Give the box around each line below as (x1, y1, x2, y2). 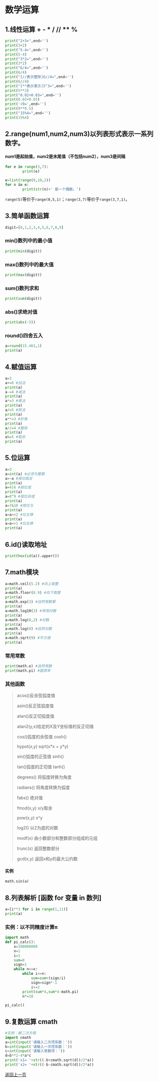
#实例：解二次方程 (5, 1031, 36, 1035)
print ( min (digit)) (5, 249, 42, 254)
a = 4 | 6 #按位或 (5, 485, 31, 490)
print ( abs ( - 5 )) (5, 320, 36, 325)
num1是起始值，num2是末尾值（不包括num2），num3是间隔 (5, 153, 126, 159)
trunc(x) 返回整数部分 (16, 845, 59, 851)
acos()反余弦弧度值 (16, 693, 56, 698)
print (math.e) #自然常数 (5, 664, 52, 669)
